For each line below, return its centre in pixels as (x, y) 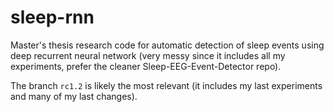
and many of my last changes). (74, 96)
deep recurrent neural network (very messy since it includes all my (148, 55)
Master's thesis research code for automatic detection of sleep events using (167, 45)
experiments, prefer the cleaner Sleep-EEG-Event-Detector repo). (146, 66)
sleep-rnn (52, 17)
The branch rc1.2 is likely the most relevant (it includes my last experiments (166, 85)
